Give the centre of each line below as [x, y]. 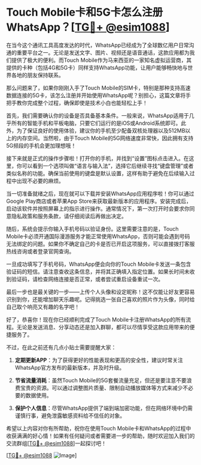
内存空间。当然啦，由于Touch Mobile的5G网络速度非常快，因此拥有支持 [105, 138]
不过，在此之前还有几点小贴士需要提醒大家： [61, 347]
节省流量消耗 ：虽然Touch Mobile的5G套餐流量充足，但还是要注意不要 [100, 380]
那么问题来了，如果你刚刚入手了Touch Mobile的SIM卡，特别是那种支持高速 [98, 88]
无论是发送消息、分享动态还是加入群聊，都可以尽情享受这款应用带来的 [103, 327]
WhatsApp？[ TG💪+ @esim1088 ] [88, 27]
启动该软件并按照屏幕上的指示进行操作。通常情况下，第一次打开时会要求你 [98, 208]
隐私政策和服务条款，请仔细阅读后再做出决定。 [69, 216]
